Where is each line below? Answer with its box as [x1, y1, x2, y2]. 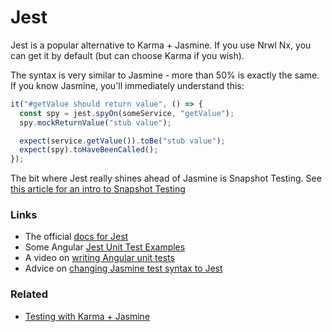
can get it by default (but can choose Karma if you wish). [10, 49, 245, 61]
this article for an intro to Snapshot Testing [10, 183, 186, 195]
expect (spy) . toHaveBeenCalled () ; [19, 145, 159, 155]
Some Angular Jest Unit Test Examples [24, 241, 186, 253]
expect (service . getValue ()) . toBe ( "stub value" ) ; [19, 136, 226, 146]
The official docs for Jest [24, 231, 129, 243]
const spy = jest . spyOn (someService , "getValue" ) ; [19, 108, 235, 118]
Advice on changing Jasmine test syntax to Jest [24, 262, 223, 275]
